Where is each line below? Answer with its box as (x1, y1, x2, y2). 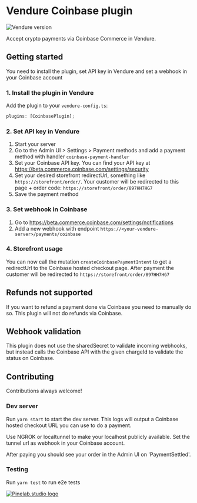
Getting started (6, 52, 64, 62)
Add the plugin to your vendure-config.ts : (6, 102, 108, 109)
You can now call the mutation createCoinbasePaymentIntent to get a (6, 258, 172, 265)
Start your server (14, 141, 56, 148)
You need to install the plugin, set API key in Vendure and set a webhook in (6, 68, 187, 75)
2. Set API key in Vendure (6, 127, 80, 135)
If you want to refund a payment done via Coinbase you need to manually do (6, 303, 192, 310)
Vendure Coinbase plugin (6, 4, 133, 18)
